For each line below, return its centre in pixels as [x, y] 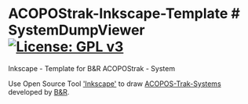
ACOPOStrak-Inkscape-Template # [124, 14]
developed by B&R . [39, 91]
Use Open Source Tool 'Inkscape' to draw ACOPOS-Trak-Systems [115, 84]
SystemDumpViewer [77, 30]
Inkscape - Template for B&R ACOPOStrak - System [91, 68]
